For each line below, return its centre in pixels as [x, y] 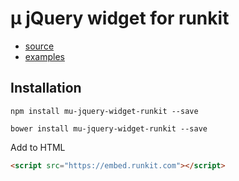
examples [44, 56]
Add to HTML [38, 147]
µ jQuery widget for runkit [120, 18]
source [39, 46]
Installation [46, 88]
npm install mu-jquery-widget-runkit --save [104, 111]
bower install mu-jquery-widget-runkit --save [109, 128]
